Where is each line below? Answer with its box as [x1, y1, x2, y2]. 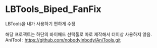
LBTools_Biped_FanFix [5, 3, 101, 15]
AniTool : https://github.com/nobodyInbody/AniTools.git [5, 36, 121, 43]
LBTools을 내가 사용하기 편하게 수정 [5, 20, 76, 26]
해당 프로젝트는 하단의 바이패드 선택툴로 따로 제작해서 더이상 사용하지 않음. [5, 31, 152, 37]
